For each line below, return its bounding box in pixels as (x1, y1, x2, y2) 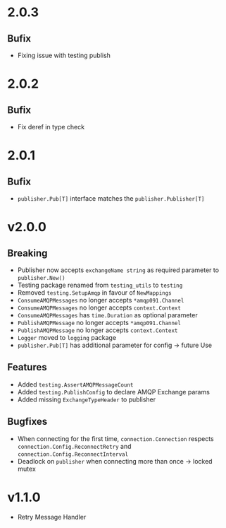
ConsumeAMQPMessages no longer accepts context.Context (17, 303, 182, 312)
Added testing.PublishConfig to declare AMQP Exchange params (17, 387, 210, 396)
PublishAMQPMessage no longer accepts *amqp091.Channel (17, 319, 182, 327)
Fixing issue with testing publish (17, 51, 111, 59)
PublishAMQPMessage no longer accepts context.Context (17, 326, 178, 334)
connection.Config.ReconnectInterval (17, 450, 129, 458)
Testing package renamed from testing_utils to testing (17, 281, 183, 289)
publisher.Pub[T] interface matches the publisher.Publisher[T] (17, 194, 205, 202)
